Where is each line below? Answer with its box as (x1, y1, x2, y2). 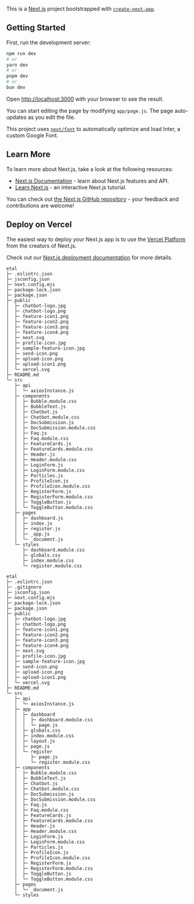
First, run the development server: (6, 39, 91, 46)
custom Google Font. (6, 132, 59, 139)
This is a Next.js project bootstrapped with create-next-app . (6, 5, 156, 12)
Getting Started (6, 22, 66, 33)
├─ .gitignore (6, 584, 42, 590)
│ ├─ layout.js (14, 738, 56, 744)
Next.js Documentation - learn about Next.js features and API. (15, 177, 169, 184)
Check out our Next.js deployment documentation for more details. (6, 254, 173, 261)
